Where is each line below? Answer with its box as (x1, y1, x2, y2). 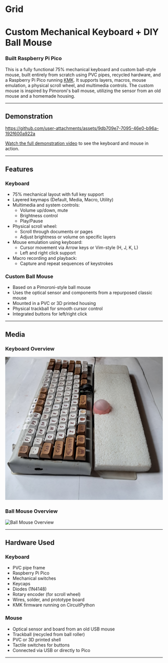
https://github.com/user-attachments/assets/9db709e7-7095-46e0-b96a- (5, 125, 159, 131)
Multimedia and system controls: (12, 202, 80, 208)
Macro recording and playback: (12, 255, 77, 261)
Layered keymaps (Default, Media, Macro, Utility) (12, 197, 114, 203)
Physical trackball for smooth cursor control (12, 305, 103, 311)
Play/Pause (19, 218, 43, 224)
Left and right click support (19, 250, 76, 256)
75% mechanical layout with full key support (12, 191, 104, 197)
